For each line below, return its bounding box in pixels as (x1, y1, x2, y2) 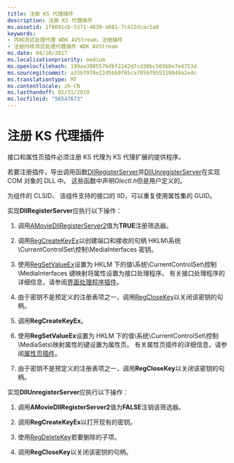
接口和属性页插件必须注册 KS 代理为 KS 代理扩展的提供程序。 (7, 152, 185, 161)
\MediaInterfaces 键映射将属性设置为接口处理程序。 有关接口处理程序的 (17, 268, 226, 277)
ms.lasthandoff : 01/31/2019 (7, 89, 90, 96)
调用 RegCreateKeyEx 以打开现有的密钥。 (17, 417, 137, 426)
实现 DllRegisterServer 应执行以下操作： (7, 206, 123, 215)
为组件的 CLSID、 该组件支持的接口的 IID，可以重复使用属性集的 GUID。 (7, 191, 216, 199)
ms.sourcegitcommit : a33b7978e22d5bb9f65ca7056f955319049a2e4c (7, 69, 197, 76)
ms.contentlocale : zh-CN (7, 82, 80, 89)
